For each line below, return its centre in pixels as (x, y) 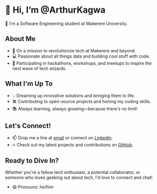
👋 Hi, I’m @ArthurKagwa (55, 10)
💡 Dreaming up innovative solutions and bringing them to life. (73, 95)
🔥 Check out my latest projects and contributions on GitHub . (73, 145)
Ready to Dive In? (32, 161)
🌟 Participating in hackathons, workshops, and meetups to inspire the (82, 63)
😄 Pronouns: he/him (33, 187)
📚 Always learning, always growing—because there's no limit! (75, 108)
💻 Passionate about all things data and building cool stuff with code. (81, 56)
